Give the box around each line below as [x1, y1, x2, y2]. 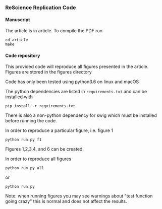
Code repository [5, 52, 40, 58]
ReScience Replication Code [5, 4, 76, 11]
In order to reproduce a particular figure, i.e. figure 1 [5, 127, 114, 133]
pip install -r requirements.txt [5, 104, 76, 109]
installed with [5, 94, 33, 100]
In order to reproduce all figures [5, 156, 72, 162]
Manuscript [5, 17, 30, 23]
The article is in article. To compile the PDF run [5, 28, 102, 34]
